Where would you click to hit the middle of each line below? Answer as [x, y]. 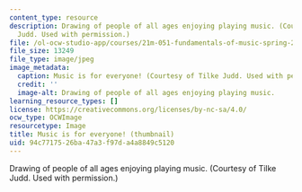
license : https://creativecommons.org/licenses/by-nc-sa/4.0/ [128, 109]
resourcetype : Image [48, 127]
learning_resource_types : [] [64, 101]
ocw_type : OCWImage [46, 118]
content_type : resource [54, 17]
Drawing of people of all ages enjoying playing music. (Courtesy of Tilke [143, 168]
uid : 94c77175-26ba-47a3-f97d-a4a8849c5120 [92, 143]
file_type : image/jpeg [52, 59]
